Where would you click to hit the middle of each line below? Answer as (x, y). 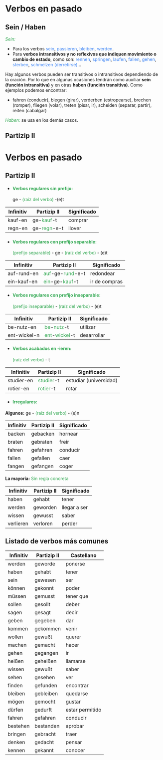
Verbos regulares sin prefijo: (43, 188)
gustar (73, 702)
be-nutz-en (22, 327)
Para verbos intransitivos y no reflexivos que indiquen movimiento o (84, 54)
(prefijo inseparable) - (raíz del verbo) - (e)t (57, 306)
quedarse (77, 693)
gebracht (45, 734)
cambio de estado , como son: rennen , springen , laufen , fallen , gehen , (84, 59)
